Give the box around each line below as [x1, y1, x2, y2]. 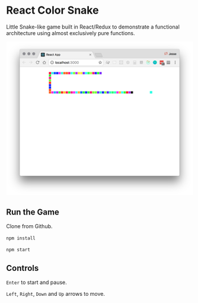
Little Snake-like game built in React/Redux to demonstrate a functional [6, 23, 180, 30]
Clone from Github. [6, 223, 53, 230]
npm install [6, 235, 36, 241]
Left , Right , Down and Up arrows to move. [6, 290, 106, 297]
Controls [6, 263, 39, 273]
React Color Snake [6, 4, 99, 17]
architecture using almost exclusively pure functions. [6, 29, 135, 36]
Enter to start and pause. [6, 279, 67, 286]
